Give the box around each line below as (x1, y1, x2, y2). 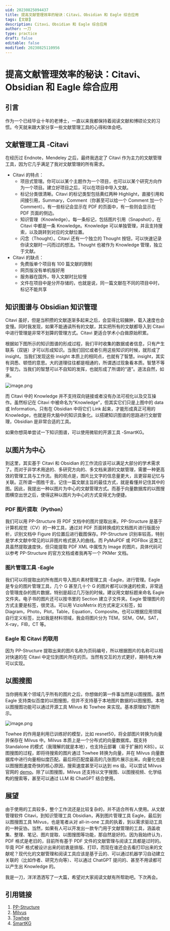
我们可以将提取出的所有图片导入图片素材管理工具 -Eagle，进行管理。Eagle (5, 577, 160, 583)
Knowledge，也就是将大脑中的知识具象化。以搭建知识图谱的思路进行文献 (5, 412, 158, 418)
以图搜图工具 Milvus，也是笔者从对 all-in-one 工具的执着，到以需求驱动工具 (5, 819, 163, 825)
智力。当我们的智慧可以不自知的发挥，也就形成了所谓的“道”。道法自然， (9, 366, 160, 372)
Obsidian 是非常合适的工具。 (14, 418, 74, 425)
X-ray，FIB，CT (5, 621, 39, 627)
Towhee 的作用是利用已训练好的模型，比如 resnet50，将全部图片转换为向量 (5, 731, 163, 737)
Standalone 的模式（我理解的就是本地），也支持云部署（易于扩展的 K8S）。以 (5, 743, 164, 749)
